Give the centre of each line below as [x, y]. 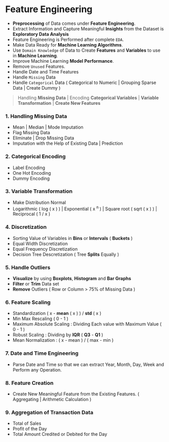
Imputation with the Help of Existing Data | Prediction [68, 143]
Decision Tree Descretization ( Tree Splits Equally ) [66, 254]
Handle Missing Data [34, 77]
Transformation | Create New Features [59, 103]
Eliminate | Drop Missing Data [43, 138]
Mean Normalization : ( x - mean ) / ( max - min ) [63, 340]
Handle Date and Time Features [46, 71]
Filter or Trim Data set [36, 284]
